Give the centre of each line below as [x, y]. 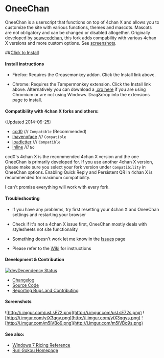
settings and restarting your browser [49, 215]
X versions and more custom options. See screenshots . [61, 43]
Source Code [25, 285]
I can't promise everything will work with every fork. [58, 187]
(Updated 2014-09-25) [28, 122]
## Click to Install [22, 53]
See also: [15, 334]
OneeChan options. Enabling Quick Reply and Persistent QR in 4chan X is [79, 172]
